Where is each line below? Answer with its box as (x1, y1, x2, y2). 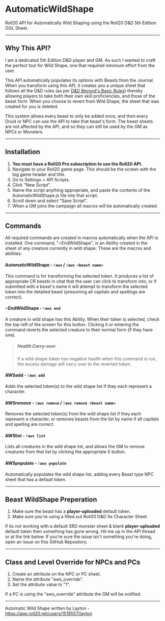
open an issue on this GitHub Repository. (5, 539, 88, 545)
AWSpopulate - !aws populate (5, 460, 67, 466)
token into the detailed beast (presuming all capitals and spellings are (5, 289, 146, 294)
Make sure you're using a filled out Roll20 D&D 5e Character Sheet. (12, 514, 148, 520)
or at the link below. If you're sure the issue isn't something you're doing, (5, 534, 152, 539)
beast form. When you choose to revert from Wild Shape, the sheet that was (5, 98, 160, 104)
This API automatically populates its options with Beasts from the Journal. (5, 77, 154, 83)
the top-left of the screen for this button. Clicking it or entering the (5, 321, 139, 327)
